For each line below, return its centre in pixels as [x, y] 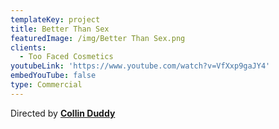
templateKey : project [55, 19]
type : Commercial [46, 85]
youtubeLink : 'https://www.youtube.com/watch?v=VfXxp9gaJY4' [140, 66]
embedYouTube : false [53, 76]
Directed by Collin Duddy [63, 113]
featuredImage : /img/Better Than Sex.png [98, 38]
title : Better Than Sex [60, 29]
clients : [28, 47]
